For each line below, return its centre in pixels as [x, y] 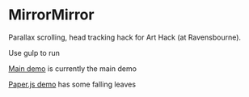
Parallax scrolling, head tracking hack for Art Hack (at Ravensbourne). [124, 37]
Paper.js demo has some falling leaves [72, 84]
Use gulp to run [34, 53]
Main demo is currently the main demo [73, 68]
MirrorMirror [51, 15]
